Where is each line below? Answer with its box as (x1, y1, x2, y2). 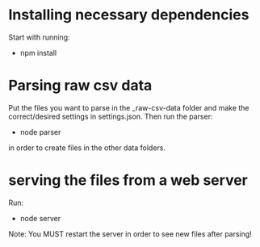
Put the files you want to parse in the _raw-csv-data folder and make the (8, 103, 250, 112)
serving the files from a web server (8, 171, 248, 190)
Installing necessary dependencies (8, 6, 250, 24)
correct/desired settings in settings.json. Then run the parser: (8, 111, 213, 121)
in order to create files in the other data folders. (8, 143, 166, 153)
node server (19, 213, 61, 223)
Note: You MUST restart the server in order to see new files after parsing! (8, 228, 252, 239)
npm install (19, 48, 57, 57)
